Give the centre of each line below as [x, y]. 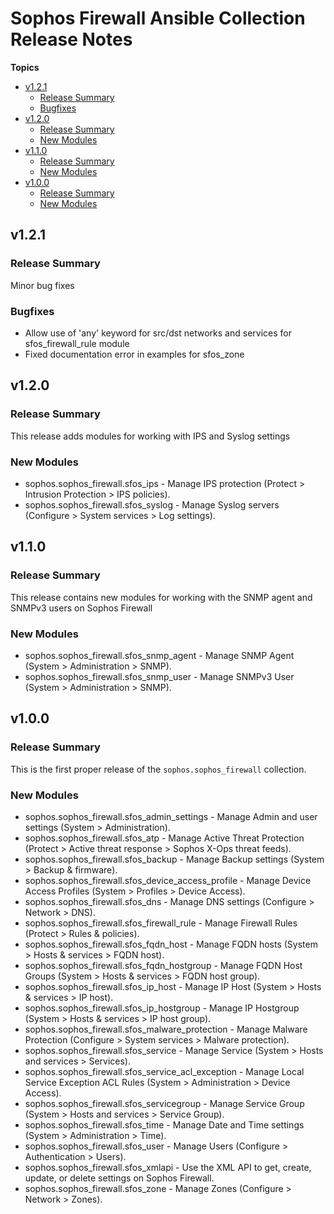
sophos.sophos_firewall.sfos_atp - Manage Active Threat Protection [164, 838]
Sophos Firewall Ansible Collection [158, 18]
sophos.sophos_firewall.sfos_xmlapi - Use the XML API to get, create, [168, 1167]
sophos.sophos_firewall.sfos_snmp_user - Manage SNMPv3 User [159, 676]
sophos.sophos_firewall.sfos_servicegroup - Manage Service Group [164, 1103]
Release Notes [71, 39]
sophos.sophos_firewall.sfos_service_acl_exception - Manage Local [164, 1071]
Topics [25, 67]
